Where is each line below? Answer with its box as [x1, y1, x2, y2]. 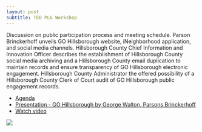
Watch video [15, 107, 47, 114]
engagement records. [6, 82, 61, 90]
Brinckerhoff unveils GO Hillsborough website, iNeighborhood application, [6, 38, 191, 45]
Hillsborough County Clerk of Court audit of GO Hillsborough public [6, 76, 175, 84]
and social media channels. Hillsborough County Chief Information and [6, 44, 183, 51]
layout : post [6, 8, 39, 15]
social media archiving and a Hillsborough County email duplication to [6, 57, 181, 64]
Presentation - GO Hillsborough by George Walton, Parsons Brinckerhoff [15, 101, 196, 108]
